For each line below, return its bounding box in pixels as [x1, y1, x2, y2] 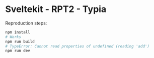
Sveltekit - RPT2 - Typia [5, 3, 107, 15]
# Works [5, 34, 22, 39]
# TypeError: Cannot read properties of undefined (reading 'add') [5, 43, 150, 48]
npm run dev [5, 48, 30, 53]
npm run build [5, 39, 35, 44]
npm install [5, 29, 30, 34]
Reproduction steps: [5, 20, 47, 26]
